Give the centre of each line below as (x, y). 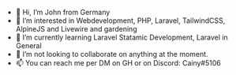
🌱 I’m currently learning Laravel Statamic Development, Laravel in (122, 37)
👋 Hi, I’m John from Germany (63, 12)
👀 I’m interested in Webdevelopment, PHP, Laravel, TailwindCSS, (120, 21)
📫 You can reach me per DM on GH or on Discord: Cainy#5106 (118, 63)
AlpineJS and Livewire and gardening (76, 29)
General (28, 46)
